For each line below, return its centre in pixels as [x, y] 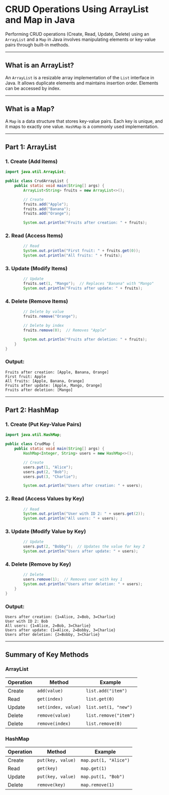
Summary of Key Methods [47, 655]
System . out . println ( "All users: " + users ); [71, 519]
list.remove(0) [104, 724]
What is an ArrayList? [40, 65]
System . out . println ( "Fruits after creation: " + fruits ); [85, 223]
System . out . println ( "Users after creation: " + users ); [83, 486]
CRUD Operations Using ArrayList [77, 9]
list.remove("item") [110, 715]
